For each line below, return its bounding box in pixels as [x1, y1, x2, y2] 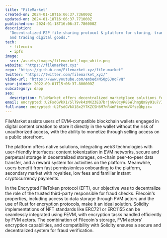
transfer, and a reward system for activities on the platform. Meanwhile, [5, 160, 152, 165]
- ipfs [9, 49, 23, 54]
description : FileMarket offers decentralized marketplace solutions [9, 95, 157, 100]
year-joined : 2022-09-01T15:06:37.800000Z [5, 81, 94, 86]
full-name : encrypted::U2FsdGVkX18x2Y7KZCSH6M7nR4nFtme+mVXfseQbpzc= [5, 105, 153, 110]
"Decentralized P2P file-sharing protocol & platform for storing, [9, 30, 153, 35]
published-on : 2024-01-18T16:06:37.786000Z [5, 21, 97, 26]
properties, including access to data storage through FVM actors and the [5, 196, 155, 202]
